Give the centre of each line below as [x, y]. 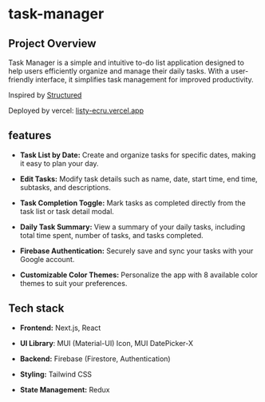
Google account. [47, 259]
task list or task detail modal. [67, 211]
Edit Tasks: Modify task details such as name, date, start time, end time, [138, 179]
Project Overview [52, 44]
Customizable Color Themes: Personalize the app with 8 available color [138, 275]
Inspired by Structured [45, 95]
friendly [21, 80]
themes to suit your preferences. [73, 283]
